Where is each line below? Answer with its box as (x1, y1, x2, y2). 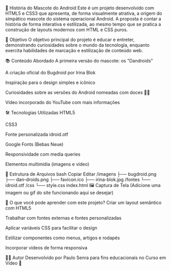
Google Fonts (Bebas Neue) (5, 141, 64, 147)
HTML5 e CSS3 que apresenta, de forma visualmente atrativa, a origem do (5, 10, 162, 16)
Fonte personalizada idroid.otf (5, 131, 68, 137)
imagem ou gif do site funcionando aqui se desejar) (5, 190, 114, 196)
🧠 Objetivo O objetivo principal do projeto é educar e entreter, (5, 36, 135, 43)
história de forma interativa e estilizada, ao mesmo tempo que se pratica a (5, 21, 161, 27)
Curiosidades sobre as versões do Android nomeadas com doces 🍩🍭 (5, 90, 150, 95)
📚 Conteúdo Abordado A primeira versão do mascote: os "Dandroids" (5, 58, 153, 64)
